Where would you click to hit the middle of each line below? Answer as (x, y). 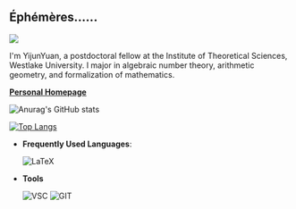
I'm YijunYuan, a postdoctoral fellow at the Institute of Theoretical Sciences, (148, 55)
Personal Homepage (48, 92)
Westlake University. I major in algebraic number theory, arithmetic (132, 65)
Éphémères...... (54, 17)
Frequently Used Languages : (77, 144)
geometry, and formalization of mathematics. (92, 74)
